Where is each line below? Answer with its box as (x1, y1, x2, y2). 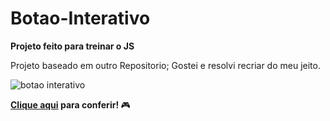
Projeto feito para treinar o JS (10, 40, 135, 52)
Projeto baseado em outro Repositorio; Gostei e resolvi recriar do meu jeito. (10, 59, 321, 71)
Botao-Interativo (10, 7, 151, 30)
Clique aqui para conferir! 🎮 (10, 98, 131, 111)
